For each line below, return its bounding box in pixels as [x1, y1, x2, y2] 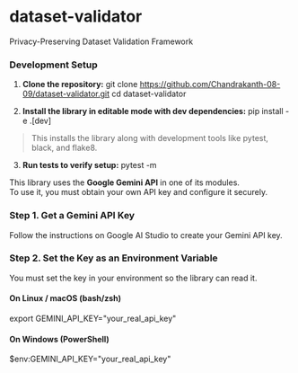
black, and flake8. [31, 142, 98, 154]
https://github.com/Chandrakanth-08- [139, 79, 281, 90]
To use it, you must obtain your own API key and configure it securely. [9, 187, 267, 198]
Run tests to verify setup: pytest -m [22, 160, 157, 171]
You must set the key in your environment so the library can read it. [9, 272, 258, 283]
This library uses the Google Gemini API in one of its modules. [9, 177, 241, 188]
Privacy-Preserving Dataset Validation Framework [9, 36, 194, 47]
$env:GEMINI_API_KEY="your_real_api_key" [9, 353, 171, 365]
